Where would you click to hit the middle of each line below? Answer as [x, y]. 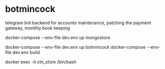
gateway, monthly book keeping [38, 28]
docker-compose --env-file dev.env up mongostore [58, 37]
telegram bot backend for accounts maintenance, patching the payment [78, 23]
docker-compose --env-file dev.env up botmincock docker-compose [75, 47]
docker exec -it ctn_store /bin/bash [41, 62]
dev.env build [26, 52]
